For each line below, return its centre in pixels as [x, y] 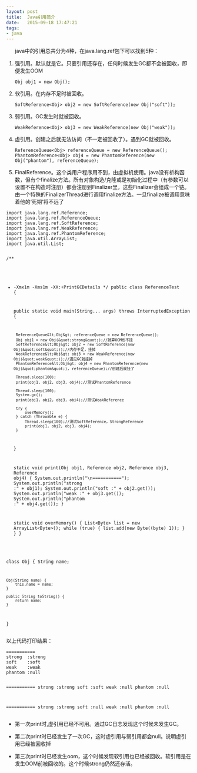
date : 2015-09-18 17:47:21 [42, 22]
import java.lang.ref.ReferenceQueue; [54, 218]
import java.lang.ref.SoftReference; [52, 223]
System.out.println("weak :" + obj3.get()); [69, 493]
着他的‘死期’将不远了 [39, 202]
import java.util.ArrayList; [42, 239]
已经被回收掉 [35, 744]
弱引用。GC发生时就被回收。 [49, 117]
